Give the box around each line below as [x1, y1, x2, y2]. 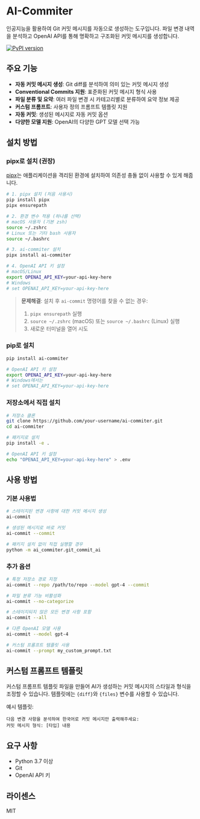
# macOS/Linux [6, 269, 42, 275]
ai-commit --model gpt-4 [6, 631, 69, 637]
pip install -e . [6, 440, 50, 447]
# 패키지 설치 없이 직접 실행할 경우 [6, 541, 83, 547]
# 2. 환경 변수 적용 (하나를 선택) [6, 214, 82, 220]
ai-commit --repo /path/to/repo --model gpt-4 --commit [6, 582, 149, 588]
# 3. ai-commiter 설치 [6, 247, 61, 253]
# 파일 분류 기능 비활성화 [6, 593, 61, 599]
